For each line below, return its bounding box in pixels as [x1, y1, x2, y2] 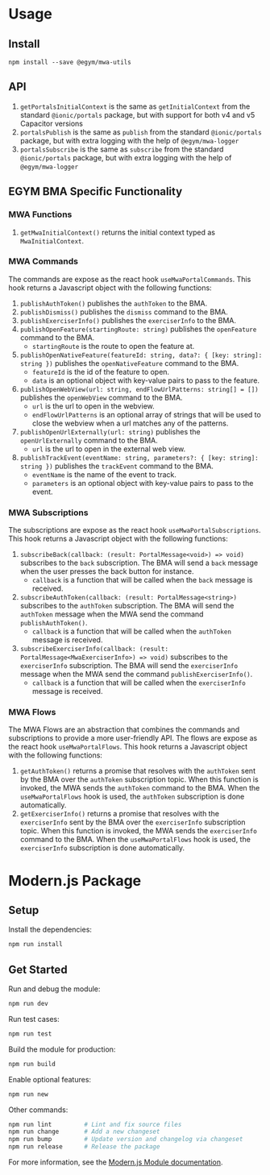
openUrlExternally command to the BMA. [19, 435, 159, 445]
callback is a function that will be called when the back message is [31, 575, 253, 585]
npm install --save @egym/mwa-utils [8, 58, 131, 66]
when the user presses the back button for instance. [19, 567, 194, 576]
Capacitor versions [19, 118, 83, 128]
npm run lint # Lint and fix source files [8, 1120, 182, 1128]
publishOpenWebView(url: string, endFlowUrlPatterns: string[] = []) [19, 385, 260, 393]
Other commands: [8, 1105, 69, 1115]
